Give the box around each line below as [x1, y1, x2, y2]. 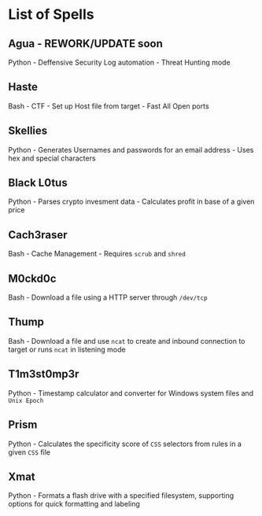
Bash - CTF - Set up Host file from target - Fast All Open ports [8, 101, 210, 111]
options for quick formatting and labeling [8, 499, 140, 509]
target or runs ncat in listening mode [8, 345, 126, 354]
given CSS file [8, 447, 51, 457]
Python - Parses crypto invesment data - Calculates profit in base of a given [8, 197, 255, 206]
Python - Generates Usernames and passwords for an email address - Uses [8, 145, 254, 154]
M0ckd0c [8, 271, 57, 285]
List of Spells [8, 6, 94, 24]
